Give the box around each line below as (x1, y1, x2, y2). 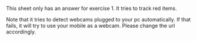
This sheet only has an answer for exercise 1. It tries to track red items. (6, 5, 178, 12)
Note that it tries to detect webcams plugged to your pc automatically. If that (6, 16, 191, 23)
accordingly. (6, 28, 36, 35)
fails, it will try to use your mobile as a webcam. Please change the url (6, 23, 175, 29)
